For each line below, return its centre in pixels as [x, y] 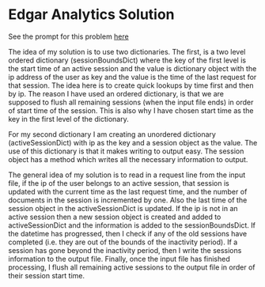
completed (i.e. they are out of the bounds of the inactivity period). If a [123, 242]
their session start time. [47, 275]
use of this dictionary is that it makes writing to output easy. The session [126, 151]
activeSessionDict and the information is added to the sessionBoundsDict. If [132, 225]
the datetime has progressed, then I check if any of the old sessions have [128, 233]
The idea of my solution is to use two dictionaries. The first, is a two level [127, 51]
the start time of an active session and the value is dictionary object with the [132, 68]
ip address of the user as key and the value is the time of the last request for [132, 77]
